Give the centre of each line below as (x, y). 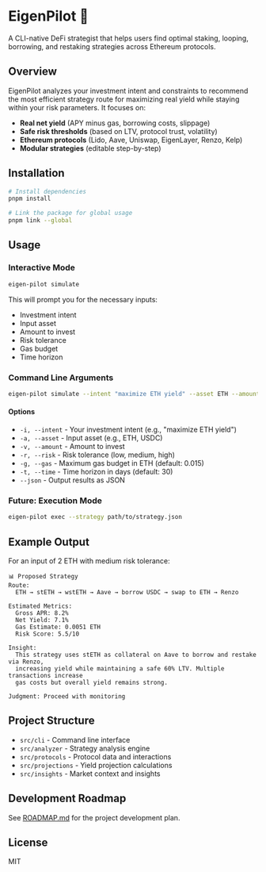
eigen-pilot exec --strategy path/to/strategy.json (95, 517)
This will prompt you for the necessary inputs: (83, 299)
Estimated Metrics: (40, 606)
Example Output (49, 542)
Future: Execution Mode (55, 501)
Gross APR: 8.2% (42, 613)
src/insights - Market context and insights (90, 774)
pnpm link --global (40, 221)
